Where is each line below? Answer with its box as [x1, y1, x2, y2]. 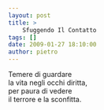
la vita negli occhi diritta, [8, 78, 88, 87]
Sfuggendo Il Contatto [22, 26, 97, 34]
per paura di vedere [8, 86, 72, 95]
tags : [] [8, 33, 37, 42]
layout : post [8, 11, 51, 20]
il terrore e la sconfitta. [8, 95, 82, 104]
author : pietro [8, 48, 58, 56]
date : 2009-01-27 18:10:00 [8, 41, 97, 49]
